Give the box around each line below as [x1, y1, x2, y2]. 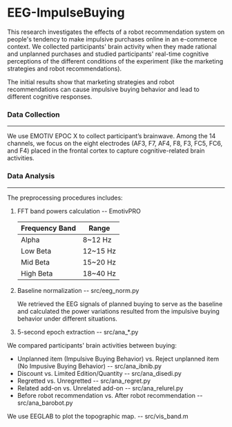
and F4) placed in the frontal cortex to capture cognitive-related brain [7, 146, 205, 155]
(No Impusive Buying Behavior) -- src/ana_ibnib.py [17, 361, 162, 370]
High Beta [20, 268, 53, 278]
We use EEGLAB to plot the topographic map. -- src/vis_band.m [7, 412, 188, 420]
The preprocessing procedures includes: [7, 193, 123, 202]
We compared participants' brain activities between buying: [7, 341, 177, 350]
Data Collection [7, 109, 60, 119]
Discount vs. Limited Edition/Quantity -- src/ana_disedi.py [17, 369, 182, 377]
